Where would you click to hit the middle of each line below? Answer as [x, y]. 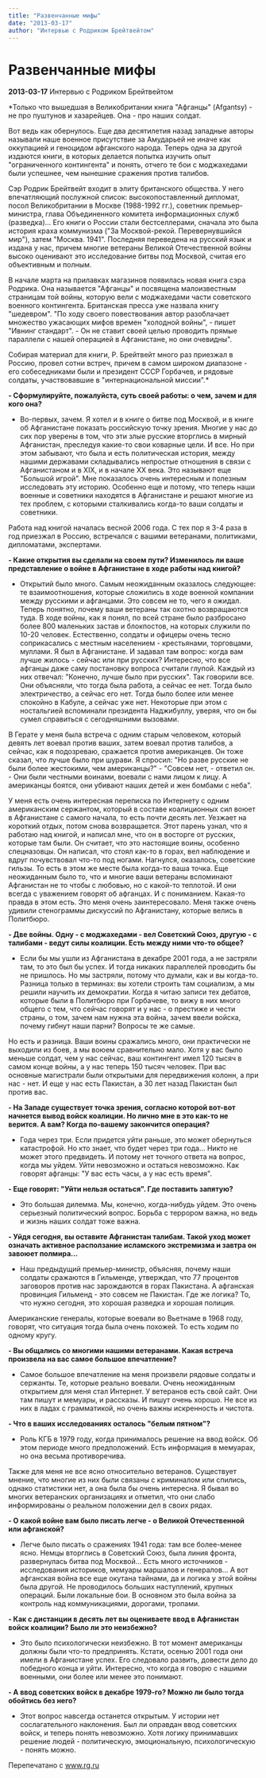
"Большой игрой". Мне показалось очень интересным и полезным [133, 479]
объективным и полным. [50, 265]
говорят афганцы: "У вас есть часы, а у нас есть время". [116, 1173]
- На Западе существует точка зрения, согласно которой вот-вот [122, 1107]
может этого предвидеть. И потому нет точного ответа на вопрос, [133, 1157]
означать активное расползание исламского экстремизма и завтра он [132, 1245]
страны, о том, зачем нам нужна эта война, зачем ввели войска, [130, 1017]
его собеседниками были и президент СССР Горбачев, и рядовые [121, 372]
